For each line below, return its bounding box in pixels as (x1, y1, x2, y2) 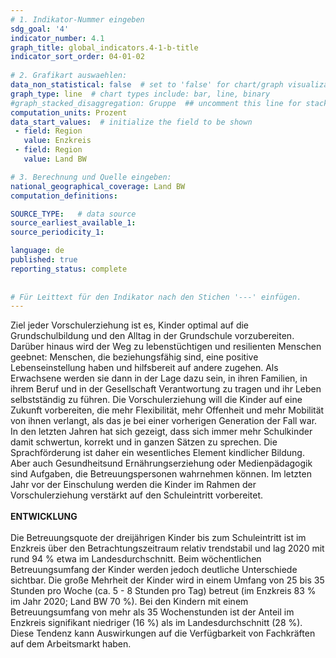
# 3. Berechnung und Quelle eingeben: (10, 172, 172, 182)
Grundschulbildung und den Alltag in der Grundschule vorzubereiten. (10, 330, 295, 342)
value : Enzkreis (23, 136, 92, 146)
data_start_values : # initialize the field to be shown (10, 117, 253, 127)
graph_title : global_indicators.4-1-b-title (10, 42, 199, 53)
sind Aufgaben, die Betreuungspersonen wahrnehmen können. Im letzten (10, 468, 312, 480)
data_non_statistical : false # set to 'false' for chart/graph (10, 80, 284, 90)
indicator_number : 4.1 (10, 33, 105, 43)
